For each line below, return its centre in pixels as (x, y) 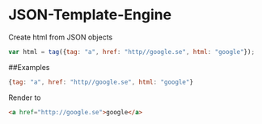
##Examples (29, 67)
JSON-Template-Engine (90, 15)
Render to (25, 97)
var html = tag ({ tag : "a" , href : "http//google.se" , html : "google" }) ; (132, 52)
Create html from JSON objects (61, 37)
